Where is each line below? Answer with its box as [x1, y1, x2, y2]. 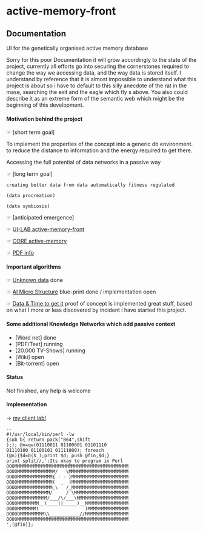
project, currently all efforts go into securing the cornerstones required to [6, 62, 190, 70]
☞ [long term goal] [6, 170, 53, 178]
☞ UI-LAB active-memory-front [6, 226, 85, 233]
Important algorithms [6, 263, 61, 270]
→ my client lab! [6, 414, 47, 422]
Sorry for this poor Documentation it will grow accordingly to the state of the [6, 56, 197, 63]
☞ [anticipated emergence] [6, 214, 75, 221]
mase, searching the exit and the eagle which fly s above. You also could [6, 89, 188, 95]
